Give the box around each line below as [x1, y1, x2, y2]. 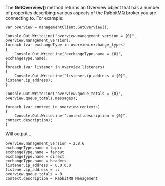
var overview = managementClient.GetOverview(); [5, 25, 109, 30]
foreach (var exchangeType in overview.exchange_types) [5, 42, 125, 48]
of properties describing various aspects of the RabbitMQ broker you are [5, 10, 156, 16]
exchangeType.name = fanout [5, 150, 65, 155]
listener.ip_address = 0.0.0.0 [5, 163, 71, 168]
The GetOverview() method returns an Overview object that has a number [5, 5, 160, 10]
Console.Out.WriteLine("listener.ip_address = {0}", [14, 73, 128, 78]
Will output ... [5, 131, 33, 137]
